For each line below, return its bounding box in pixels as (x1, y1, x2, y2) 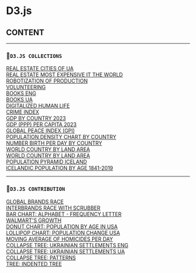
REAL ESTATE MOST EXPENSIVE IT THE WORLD (6, 71, 123, 79)
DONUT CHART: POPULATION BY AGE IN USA (6, 223, 118, 230)
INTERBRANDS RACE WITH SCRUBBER (6, 204, 101, 211)
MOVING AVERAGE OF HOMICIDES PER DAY (6, 236, 113, 243)
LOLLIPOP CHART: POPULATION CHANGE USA (6, 229, 121, 236)
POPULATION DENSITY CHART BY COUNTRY (6, 134, 117, 141)
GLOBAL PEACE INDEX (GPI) (6, 127, 75, 134)
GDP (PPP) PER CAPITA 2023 (6, 121, 77, 128)
